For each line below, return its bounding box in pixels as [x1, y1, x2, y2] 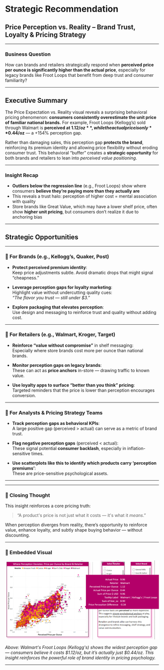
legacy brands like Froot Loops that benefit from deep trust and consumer [5, 72, 154, 78]
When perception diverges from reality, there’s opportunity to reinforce [5, 522, 147, 528]
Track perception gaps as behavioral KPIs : [12, 421, 100, 426]
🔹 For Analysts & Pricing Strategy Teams [5, 409, 103, 416]
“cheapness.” [12, 275, 40, 281]
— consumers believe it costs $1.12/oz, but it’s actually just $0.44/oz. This [5, 649, 154, 655]
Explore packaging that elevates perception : [12, 304, 104, 310]
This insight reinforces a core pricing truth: [5, 503, 91, 509]
